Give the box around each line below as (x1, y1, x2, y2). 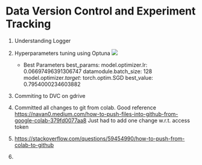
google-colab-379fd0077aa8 (14, 117, 87, 124)
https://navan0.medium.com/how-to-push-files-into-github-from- (14, 110, 178, 117)
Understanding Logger (14, 37, 71, 44)
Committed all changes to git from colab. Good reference (14, 104, 156, 111)
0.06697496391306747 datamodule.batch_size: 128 (23, 68, 153, 75)
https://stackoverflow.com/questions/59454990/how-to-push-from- (14, 135, 185, 142)
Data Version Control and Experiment (5, 4, 196, 18)
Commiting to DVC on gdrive (14, 92, 86, 99)
